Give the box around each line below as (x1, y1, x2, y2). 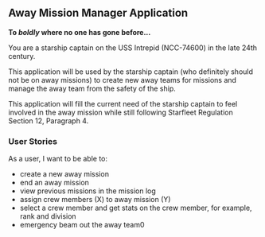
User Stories (8, 135, 58, 146)
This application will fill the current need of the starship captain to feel (8, 99, 238, 108)
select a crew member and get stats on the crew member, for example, (19, 203, 252, 213)
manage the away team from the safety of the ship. (8, 84, 177, 93)
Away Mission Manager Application (8, 6, 189, 20)
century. (8, 51, 36, 60)
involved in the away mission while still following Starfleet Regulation (8, 107, 233, 117)
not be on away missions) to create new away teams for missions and (8, 75, 237, 84)
